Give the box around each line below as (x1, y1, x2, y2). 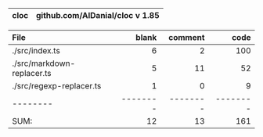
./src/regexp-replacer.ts (12, 81, 102, 91)
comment (168, 32, 205, 42)
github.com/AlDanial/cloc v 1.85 (35, 10, 160, 20)
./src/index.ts (12, 45, 60, 56)
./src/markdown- (12, 58, 76, 69)
